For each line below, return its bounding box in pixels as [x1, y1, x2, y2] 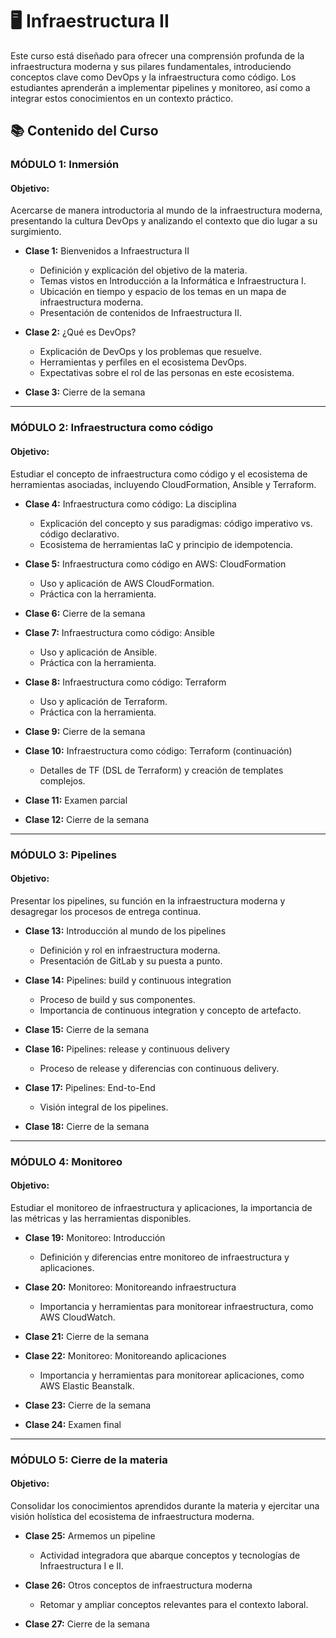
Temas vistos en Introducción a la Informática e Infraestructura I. [39, 275, 307, 287]
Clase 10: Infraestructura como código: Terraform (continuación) [24, 744, 293, 757]
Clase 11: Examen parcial [24, 794, 128, 806]
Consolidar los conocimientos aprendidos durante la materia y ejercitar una [10, 1499, 320, 1512]
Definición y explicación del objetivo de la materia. [39, 264, 248, 277]
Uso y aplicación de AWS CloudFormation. [39, 577, 215, 589]
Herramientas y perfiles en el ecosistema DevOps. [39, 356, 248, 368]
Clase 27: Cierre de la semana [24, 1618, 150, 1630]
